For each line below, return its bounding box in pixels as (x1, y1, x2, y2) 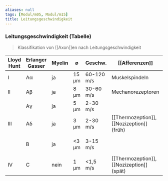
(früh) (111, 126, 125, 133)
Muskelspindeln (111, 74, 149, 81)
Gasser (27, 62, 45, 69)
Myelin (51, 59, 68, 66)
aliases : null (5, 7, 35, 12)
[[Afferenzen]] (117, 59, 153, 66)
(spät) (111, 168, 126, 175)
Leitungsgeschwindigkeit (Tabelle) (5, 33, 91, 40)
